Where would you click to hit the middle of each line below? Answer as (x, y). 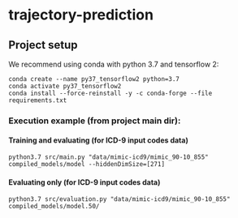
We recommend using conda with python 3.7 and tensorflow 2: (114, 64)
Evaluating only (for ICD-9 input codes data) (84, 182)
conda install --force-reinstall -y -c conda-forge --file (110, 93)
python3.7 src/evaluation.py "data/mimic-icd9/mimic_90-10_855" (119, 199)
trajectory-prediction (81, 15)
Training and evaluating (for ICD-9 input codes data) (98, 140)
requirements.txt (38, 100)
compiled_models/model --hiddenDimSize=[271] (87, 165)
